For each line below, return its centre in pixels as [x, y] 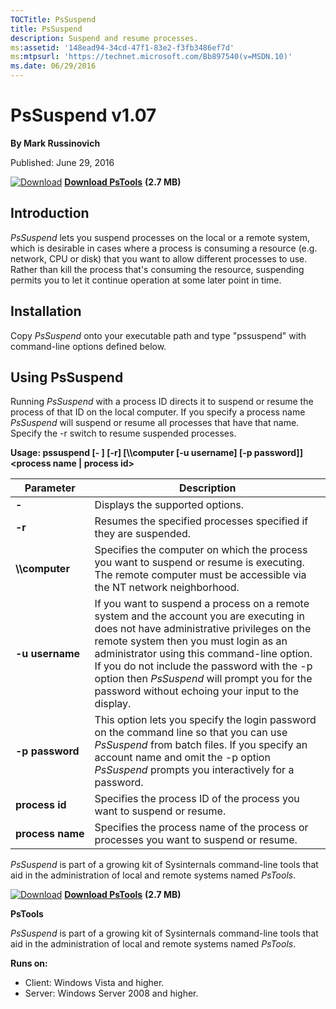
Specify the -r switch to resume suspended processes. [123, 433]
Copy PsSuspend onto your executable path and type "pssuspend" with [158, 335]
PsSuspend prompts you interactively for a [194, 770]
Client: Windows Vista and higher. [94, 983]
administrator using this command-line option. [203, 654]
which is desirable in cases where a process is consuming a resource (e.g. [164, 248]
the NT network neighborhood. [167, 588]
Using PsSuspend [67, 377]
